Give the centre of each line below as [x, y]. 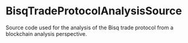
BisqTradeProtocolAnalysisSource [94, 11]
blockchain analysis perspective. [46, 33]
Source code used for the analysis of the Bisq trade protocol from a [89, 27]
